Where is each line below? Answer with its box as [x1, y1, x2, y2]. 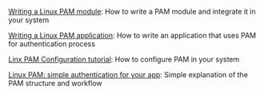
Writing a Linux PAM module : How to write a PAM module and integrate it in [8, 7, 256, 16]
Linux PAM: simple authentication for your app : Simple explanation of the [8, 70, 248, 79]
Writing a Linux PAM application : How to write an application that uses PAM [8, 31, 257, 40]
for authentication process [8, 39, 96, 49]
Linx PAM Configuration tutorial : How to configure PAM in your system [8, 55, 240, 64]
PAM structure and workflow [8, 79, 102, 88]
